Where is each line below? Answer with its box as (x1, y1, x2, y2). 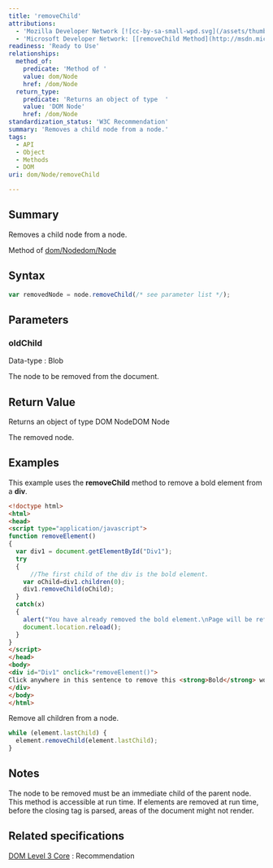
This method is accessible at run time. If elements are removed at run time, (8, 796, 259, 806)
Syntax (8, 269, 45, 283)
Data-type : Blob (8, 355, 63, 366)
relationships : (8, 50, 60, 58)
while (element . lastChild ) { (8, 729, 107, 737)
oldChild (8, 337, 43, 348)
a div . (8, 486, 28, 496)
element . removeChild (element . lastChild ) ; (15, 737, 158, 745)
